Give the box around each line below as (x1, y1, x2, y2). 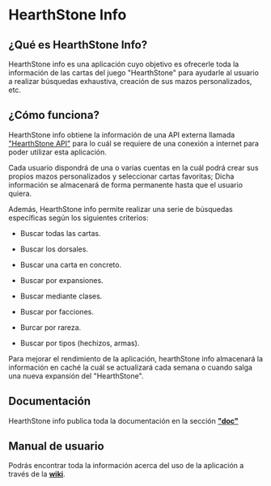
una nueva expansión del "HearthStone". (8, 370, 144, 381)
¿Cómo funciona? (8, 108, 100, 122)
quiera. (8, 188, 32, 198)
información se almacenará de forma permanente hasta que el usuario (8, 180, 243, 189)
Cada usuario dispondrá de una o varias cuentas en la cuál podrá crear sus (8, 163, 259, 172)
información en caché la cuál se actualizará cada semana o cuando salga (8, 362, 253, 372)
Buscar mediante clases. (19, 291, 103, 301)
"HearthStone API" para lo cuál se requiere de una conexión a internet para (8, 138, 259, 148)
